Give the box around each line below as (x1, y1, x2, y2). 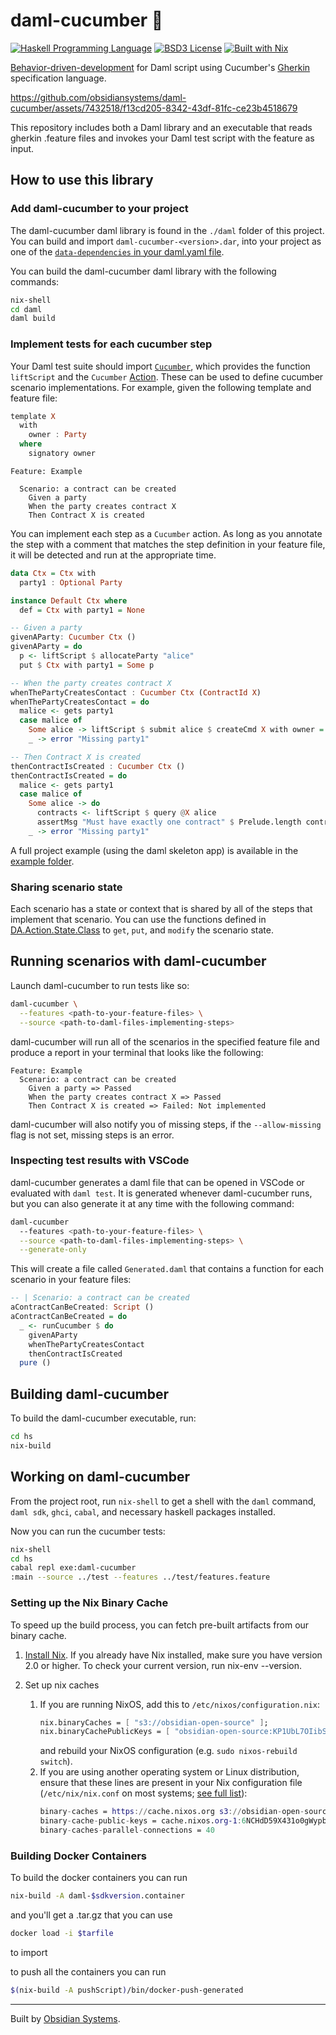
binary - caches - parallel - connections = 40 (39, 1825, 215, 1835)
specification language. (10, 72, 107, 84)
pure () (19, 1358, 52, 1368)
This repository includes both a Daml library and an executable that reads (10, 121, 313, 133)
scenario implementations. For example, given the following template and (10, 381, 312, 393)
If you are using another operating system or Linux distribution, (39, 1766, 300, 1778)
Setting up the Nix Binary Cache (10, 1596, 169, 1610)
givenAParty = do (10, 642, 83, 652)
